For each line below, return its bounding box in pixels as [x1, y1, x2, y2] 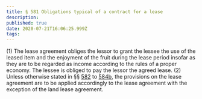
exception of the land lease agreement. [6, 86, 104, 93]
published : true [6, 20, 47, 26]
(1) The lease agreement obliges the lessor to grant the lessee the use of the [6, 47, 196, 55]
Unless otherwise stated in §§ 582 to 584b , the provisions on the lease [6, 73, 182, 80]
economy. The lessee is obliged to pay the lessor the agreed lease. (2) [6, 67, 181, 74]
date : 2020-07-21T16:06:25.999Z [6, 25, 87, 32]
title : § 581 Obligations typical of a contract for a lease [6, 8, 163, 15]
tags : [6, 31, 20, 37]
